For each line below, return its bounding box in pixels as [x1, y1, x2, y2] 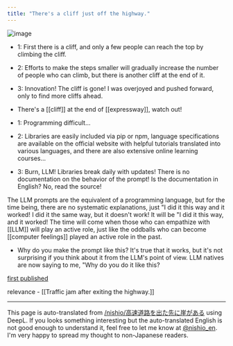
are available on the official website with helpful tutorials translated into [17, 139, 221, 148]
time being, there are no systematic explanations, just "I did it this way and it [7, 202, 225, 211]
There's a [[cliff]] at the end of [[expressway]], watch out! [17, 105, 182, 113]
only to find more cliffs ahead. [17, 92, 103, 100]
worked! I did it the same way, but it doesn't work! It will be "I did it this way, [7, 210, 224, 218]
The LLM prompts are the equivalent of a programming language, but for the [7, 196, 225, 204]
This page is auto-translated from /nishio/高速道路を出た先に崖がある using [7, 308, 223, 316]
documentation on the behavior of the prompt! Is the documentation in [17, 175, 218, 183]
